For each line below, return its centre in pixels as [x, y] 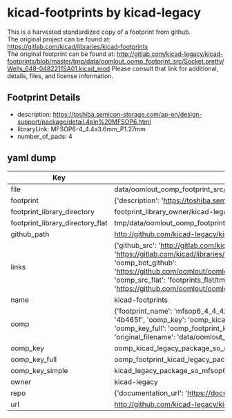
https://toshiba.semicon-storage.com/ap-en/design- [127, 114]
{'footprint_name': [143, 311]
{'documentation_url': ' [151, 393]
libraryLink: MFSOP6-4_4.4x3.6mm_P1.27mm [81, 129]
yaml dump [32, 158]
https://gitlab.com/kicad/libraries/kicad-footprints [78, 46]
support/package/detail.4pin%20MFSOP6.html [84, 122]
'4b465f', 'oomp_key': [150, 319]
